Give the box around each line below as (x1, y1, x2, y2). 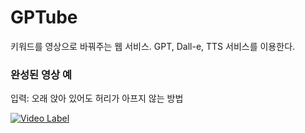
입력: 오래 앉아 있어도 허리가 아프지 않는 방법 (10, 92, 184, 105)
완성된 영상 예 (10, 67, 73, 81)
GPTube (10, 6, 78, 29)
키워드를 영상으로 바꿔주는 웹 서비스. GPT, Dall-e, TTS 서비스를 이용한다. (10, 40, 296, 52)
